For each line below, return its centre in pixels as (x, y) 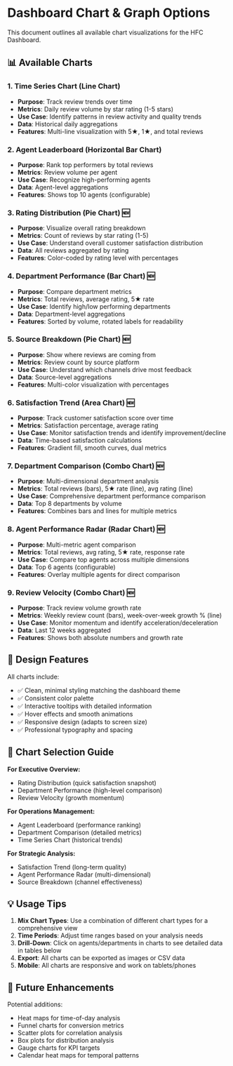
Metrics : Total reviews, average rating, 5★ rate (86, 299)
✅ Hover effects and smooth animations (75, 714)
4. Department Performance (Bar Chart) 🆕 (81, 277)
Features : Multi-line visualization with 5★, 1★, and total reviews (110, 131)
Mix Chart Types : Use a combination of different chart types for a (113, 921)
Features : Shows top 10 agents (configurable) (84, 194)
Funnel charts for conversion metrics (71, 1025)
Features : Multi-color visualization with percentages (93, 385)
